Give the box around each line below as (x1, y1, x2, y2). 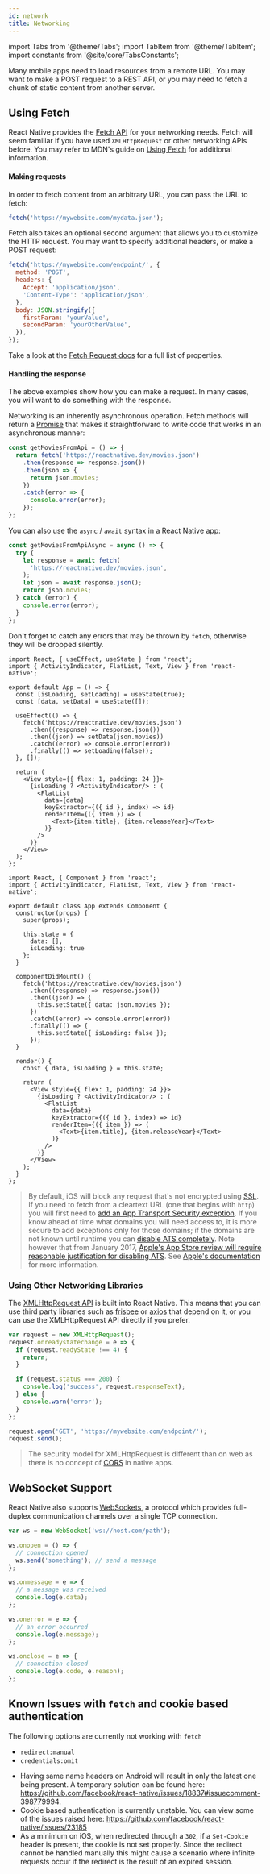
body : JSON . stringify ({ (15, 305, 95, 314)
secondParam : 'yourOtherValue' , (23, 321, 131, 329)
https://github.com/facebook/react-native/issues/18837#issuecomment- (19, 1788, 261, 1797)
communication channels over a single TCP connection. (32, 1511, 218, 1521)
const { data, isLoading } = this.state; (23, 1064, 164, 1072)
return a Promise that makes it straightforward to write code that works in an (8, 420, 262, 430)
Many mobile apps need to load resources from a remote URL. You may (8, 65, 246, 75)
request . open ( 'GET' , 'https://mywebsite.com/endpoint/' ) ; (8, 1427, 207, 1436)
